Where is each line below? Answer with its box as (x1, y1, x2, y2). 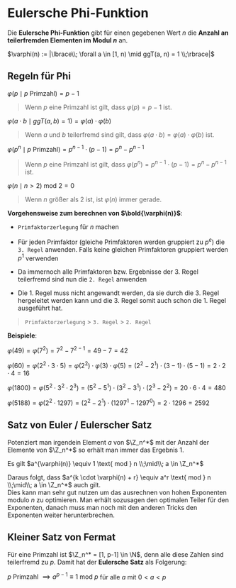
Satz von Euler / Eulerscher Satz (7, 419, 152, 431)
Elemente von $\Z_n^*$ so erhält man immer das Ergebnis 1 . (7, 445, 184, 454)
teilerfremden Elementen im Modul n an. (7, 35, 128, 44)
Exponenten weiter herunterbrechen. (7, 511, 115, 519)
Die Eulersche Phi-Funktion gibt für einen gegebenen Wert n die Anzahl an (7, 28, 229, 37)
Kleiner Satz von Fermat (7, 531, 116, 543)
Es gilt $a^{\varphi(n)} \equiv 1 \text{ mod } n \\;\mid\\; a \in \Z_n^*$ (7, 459, 204, 467)
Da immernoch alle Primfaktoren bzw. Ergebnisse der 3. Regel (17, 267, 198, 276)
